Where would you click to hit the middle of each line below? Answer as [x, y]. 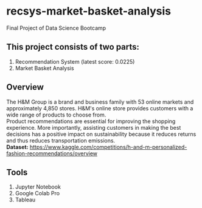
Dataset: [17, 147]
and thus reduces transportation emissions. [61, 140]
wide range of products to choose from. [56, 115]
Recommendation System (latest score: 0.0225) [75, 61]
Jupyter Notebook [38, 187]
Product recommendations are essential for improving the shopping [91, 121]
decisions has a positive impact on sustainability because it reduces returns [101, 134]
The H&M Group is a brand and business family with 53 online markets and [100, 102]
